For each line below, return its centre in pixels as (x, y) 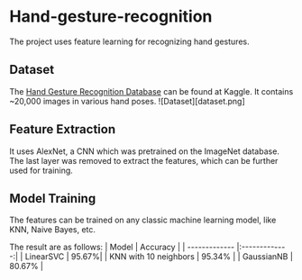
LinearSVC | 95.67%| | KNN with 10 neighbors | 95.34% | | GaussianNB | (159, 257)
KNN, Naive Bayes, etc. (53, 230)
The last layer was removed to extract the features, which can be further (144, 160)
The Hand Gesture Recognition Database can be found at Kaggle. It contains (151, 91)
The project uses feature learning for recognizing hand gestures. (129, 41)
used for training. (41, 170)
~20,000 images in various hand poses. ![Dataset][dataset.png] (127, 101)
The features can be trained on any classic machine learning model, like (143, 220)
